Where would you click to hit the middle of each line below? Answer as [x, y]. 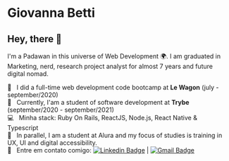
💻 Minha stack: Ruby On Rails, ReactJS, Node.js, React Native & [102, 118]
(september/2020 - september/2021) [61, 110]
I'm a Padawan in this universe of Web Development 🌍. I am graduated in [114, 56]
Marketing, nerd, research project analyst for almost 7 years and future [110, 66]
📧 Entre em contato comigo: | [78, 150]
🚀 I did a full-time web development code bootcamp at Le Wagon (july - [113, 87]
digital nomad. [28, 74]
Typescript [23, 128]
